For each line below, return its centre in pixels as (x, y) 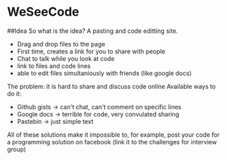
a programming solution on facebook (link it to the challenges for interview (112, 142)
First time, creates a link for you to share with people (91, 51)
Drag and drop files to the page (61, 44)
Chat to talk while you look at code (66, 58)
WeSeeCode (43, 12)
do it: (14, 94)
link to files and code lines (54, 66)
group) (16, 149)
